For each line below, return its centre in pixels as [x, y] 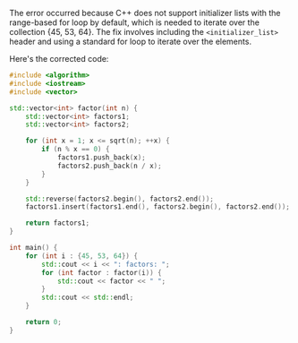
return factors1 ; [58, 223]
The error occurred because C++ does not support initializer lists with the [145, 13]
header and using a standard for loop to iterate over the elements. [131, 41]
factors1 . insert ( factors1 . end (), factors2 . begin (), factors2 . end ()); [158, 207]
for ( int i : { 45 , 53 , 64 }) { [82, 256]
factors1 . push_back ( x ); [101, 158]
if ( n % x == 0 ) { [76, 150]
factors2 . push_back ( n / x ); [110, 166]
